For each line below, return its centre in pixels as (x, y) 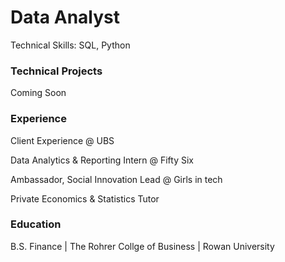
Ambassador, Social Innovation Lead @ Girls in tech (116, 179)
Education (36, 224)
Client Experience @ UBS (62, 140)
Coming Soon (38, 93)
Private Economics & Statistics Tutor (85, 198)
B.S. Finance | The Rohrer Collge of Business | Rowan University (142, 246)
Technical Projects (56, 71)
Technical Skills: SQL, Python (70, 45)
